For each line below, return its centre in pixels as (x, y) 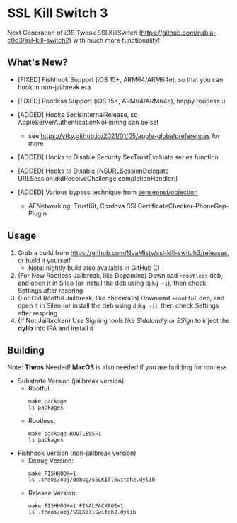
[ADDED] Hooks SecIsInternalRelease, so (77, 114)
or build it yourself (44, 260)
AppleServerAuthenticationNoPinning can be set (88, 122)
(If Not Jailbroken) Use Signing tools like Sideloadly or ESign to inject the (123, 320)
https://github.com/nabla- (179, 33)
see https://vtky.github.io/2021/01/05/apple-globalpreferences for (124, 135)
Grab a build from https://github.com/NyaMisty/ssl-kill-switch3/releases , (123, 252)
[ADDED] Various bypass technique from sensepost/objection (108, 192)
